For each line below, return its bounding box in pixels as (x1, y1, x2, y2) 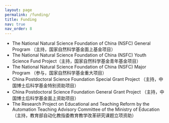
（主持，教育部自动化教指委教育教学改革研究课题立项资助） (12, 112, 137, 118)
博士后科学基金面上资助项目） (16, 95, 79, 102)
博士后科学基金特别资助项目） (16, 82, 79, 89)
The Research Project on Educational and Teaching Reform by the (12, 101, 150, 107)
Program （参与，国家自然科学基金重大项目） (12, 70, 107, 76)
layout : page (5, 7, 32, 13)
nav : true (5, 21, 26, 27)
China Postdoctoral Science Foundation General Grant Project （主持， (12, 89, 160, 95)
